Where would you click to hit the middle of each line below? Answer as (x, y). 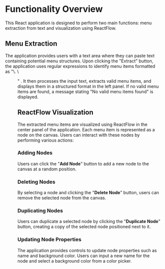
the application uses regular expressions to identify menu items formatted (80, 66)
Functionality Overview (54, 9)
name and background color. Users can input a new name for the (83, 256)
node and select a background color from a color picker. (75, 261)
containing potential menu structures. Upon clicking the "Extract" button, (79, 61)
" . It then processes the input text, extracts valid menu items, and (84, 81)
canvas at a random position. (47, 169)
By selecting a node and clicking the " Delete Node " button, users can (88, 193)
